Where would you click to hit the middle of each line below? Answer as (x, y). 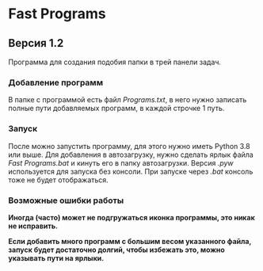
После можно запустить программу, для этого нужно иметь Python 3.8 (130, 146)
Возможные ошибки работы (66, 200)
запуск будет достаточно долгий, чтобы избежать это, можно (117, 250)
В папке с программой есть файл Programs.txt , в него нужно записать (128, 100)
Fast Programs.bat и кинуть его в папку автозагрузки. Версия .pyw (121, 162)
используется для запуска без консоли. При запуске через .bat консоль (131, 171)
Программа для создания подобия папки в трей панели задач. (115, 62)
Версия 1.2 (36, 43)
